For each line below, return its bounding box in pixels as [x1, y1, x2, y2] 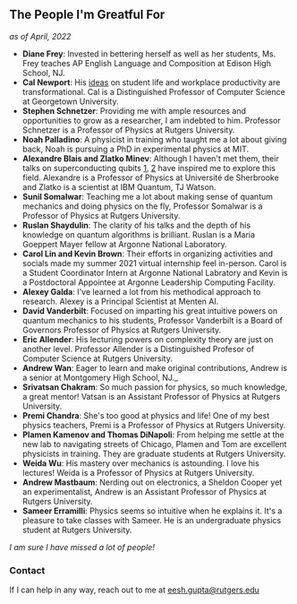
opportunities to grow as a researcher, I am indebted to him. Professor [21, 115, 281, 125]
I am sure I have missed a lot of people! [9, 541, 155, 552]
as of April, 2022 [9, 30, 72, 41]
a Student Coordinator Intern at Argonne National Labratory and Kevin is [21, 267, 288, 278]
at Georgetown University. [21, 96, 119, 107]
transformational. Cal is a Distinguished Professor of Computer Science [21, 86, 286, 97]
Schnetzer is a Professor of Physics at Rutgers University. [21, 125, 235, 135]
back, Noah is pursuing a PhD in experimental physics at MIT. [21, 143, 250, 154]
